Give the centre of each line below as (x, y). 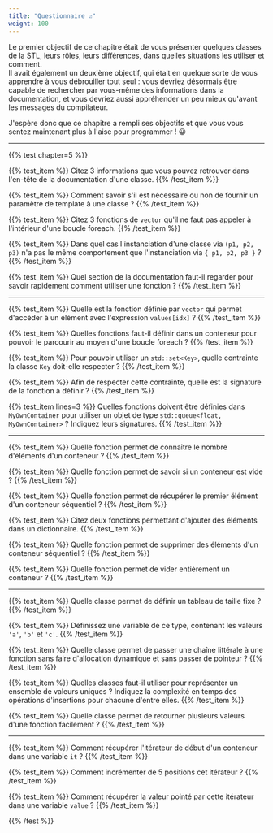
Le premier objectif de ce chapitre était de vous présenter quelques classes (135, 46)
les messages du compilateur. (58, 107)
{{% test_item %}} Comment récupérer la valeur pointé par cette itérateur (131, 796)
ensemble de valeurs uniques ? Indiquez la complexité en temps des (123, 691)
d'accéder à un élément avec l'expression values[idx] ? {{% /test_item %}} (135, 317)
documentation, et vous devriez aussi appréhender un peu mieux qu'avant (133, 98)
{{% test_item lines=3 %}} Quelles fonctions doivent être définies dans (127, 406)
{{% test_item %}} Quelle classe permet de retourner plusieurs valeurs (127, 715)
